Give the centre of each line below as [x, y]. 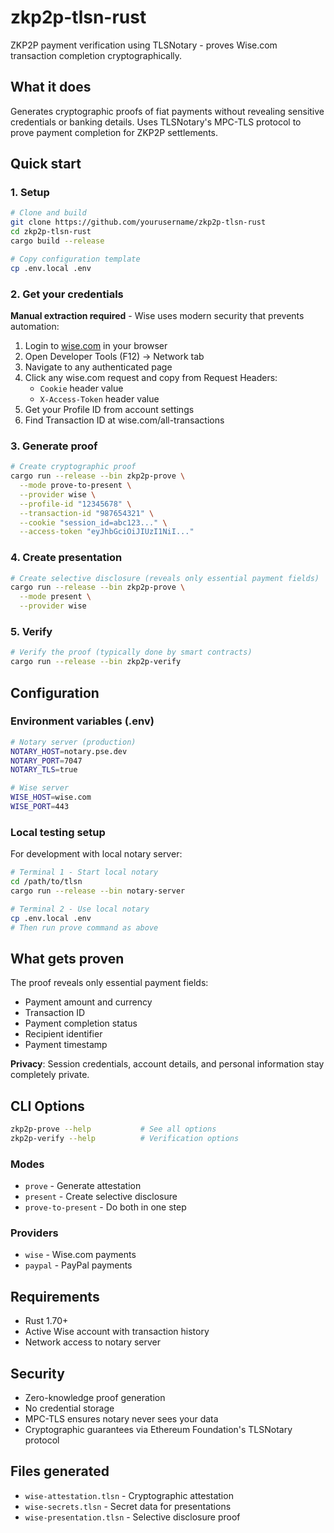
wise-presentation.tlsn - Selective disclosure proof [132, 1517]
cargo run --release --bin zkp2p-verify [96, 662]
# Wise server [40, 788]
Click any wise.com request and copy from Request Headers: [151, 377]
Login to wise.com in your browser [96, 345]
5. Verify [31, 631]
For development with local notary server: [96, 854]
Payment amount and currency [88, 1002]
